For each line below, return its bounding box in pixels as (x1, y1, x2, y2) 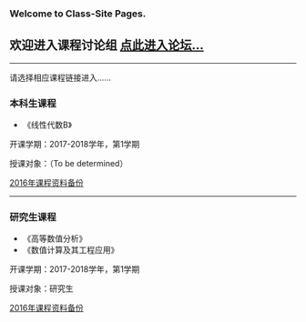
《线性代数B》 (22, 119, 73, 130)
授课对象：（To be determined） (9, 158, 128, 169)
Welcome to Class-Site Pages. (9, 7, 147, 20)
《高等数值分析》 (22, 233, 87, 244)
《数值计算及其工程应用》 (22, 245, 119, 256)
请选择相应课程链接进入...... (9, 72, 112, 83)
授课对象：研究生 (9, 283, 74, 294)
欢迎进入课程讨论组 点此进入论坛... (9, 37, 205, 53)
